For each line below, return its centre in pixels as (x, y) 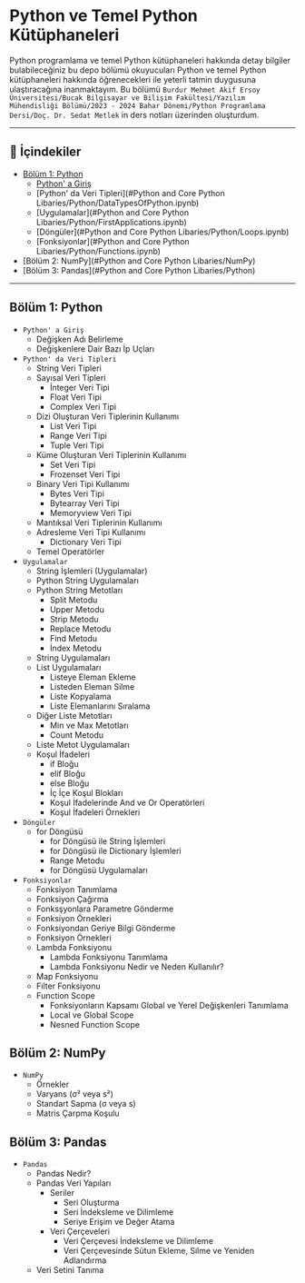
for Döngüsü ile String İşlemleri (108, 840)
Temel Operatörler (70, 552)
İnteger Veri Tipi (80, 387)
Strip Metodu (74, 619)
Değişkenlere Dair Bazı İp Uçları (95, 348)
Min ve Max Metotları (89, 725)
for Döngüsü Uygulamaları (98, 870)
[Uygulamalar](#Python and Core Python (112, 212)
